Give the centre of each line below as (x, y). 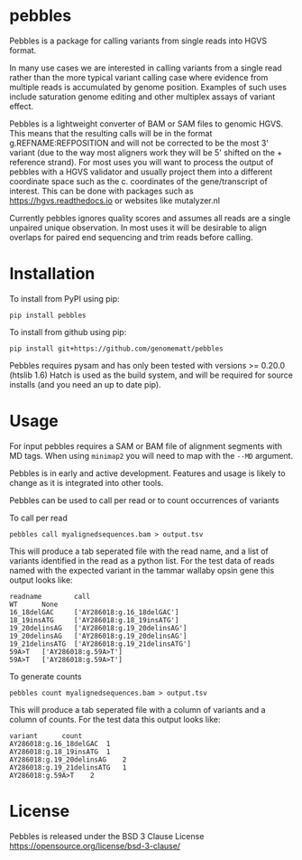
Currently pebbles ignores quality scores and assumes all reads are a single (150, 218)
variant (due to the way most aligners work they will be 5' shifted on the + (146, 152)
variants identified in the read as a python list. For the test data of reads (142, 560)
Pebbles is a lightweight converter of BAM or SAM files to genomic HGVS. (146, 124)
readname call (50, 596)
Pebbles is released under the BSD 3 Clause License (107, 836)
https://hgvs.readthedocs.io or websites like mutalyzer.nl (115, 201)
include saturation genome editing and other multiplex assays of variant (142, 97)
